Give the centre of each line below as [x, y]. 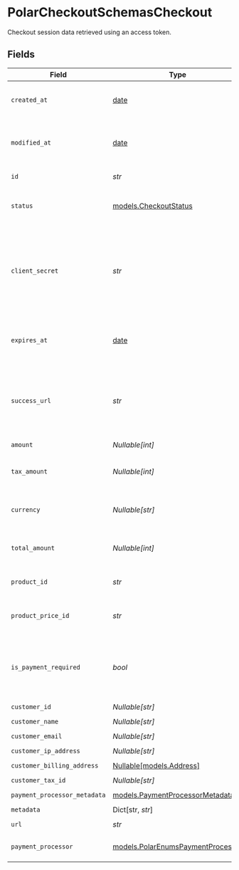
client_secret [35, 271]
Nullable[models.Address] [156, 766]
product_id [29, 582]
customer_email [37, 737]
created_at [29, 100]
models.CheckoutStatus [153, 206]
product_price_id [40, 615]
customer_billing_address [55, 766]
